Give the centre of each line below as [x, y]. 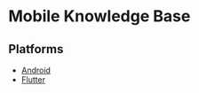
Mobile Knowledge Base [99, 16]
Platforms [36, 49]
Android [36, 70]
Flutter [33, 80]
